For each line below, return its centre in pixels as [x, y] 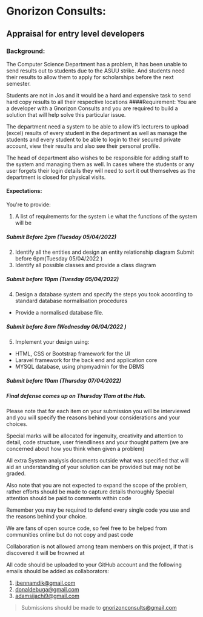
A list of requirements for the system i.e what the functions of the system [106, 217]
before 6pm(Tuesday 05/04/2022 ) [59, 259]
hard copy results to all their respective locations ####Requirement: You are [101, 102]
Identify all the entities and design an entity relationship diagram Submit [105, 252]
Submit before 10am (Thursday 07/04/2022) [64, 380]
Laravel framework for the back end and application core [86, 360]
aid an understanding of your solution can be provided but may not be [94, 467]
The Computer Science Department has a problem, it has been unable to [97, 64]
